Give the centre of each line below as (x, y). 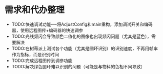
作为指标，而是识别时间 (35, 54)
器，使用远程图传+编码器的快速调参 (47, 30)
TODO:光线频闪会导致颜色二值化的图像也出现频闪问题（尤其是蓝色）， (81, 36)
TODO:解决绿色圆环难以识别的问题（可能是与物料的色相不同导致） (78, 66)
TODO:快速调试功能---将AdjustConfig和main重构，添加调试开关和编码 (82, 24)
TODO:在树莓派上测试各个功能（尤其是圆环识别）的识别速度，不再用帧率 (85, 48)
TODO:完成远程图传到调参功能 (42, 60)
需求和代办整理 (35, 10)
